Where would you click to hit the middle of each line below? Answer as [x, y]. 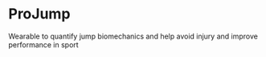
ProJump [39, 14]
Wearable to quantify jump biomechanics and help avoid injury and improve [133, 36]
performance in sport [43, 44]
